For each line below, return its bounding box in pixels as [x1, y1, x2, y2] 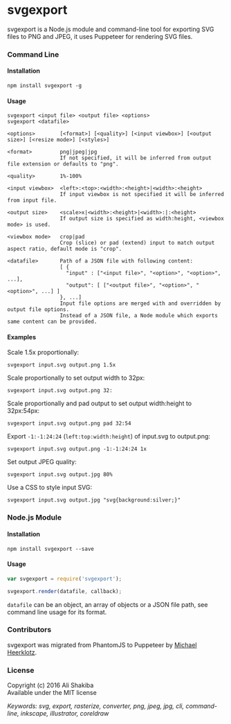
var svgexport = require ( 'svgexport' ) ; [7, 575, 122, 582]
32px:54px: [7, 407, 40, 415]
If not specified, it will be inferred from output [59, 154, 212, 161]
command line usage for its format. [7, 608, 107, 616]
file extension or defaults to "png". [7, 161, 119, 168]
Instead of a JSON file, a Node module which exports [59, 312, 218, 319]
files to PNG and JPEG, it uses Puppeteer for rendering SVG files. [7, 32, 193, 40]
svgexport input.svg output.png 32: [7, 387, 113, 394]
